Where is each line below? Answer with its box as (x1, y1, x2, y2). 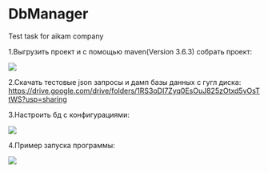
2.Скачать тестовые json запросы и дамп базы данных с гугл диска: (8, 77, 242, 86)
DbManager (8, 5, 89, 23)
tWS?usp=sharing (8, 94, 68, 104)
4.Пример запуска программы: (8, 140, 116, 150)
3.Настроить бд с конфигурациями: (8, 110, 130, 119)
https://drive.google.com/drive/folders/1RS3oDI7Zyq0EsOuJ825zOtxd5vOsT (8, 86, 260, 95)
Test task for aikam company (8, 31, 104, 41)
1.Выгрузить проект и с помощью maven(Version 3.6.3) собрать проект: (8, 46, 253, 56)
